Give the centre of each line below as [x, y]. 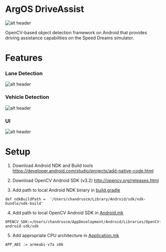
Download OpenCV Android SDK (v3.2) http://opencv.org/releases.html [85, 180]
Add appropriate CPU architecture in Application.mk [66, 235]
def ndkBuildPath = [25, 199]
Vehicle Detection [27, 97]
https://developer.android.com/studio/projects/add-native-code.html [83, 170]
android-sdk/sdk [22, 226]
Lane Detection [24, 74]
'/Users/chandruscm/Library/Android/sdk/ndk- [98, 199]
